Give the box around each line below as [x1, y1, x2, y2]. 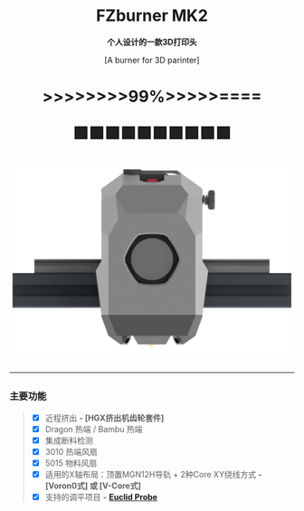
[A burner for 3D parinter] [103, 54, 201, 65]
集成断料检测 [44, 435, 93, 446]
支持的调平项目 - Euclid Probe [44, 492, 158, 503]
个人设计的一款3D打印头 [107, 36, 197, 47]
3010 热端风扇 [44, 446, 98, 457]
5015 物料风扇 [44, 458, 98, 468]
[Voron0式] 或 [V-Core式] [44, 480, 142, 491]
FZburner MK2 [96, 5, 208, 26]
